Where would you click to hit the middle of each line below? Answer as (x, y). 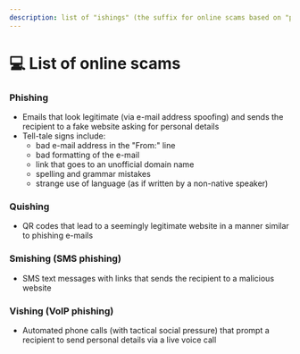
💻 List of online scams (95, 63)
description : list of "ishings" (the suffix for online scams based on (145, 17)
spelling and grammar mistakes (93, 174)
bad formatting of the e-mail (87, 155)
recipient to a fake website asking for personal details (121, 127)
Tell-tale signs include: (64, 136)
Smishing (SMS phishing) (66, 258)
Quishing (29, 206)
